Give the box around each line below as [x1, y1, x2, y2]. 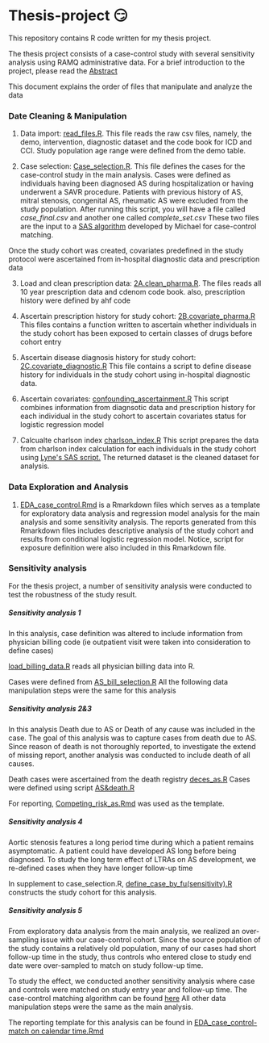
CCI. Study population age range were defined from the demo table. [19, 146, 246, 156]
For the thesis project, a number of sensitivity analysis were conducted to [8, 580, 252, 591]
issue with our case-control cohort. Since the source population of [39, 935, 261, 945]
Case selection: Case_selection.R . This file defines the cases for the [19, 161, 246, 171]
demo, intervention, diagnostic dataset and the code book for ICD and [19, 137, 252, 147]
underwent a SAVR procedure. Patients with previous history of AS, [19, 187, 243, 197]
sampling [8, 935, 39, 945]
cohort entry [19, 337, 62, 347]
